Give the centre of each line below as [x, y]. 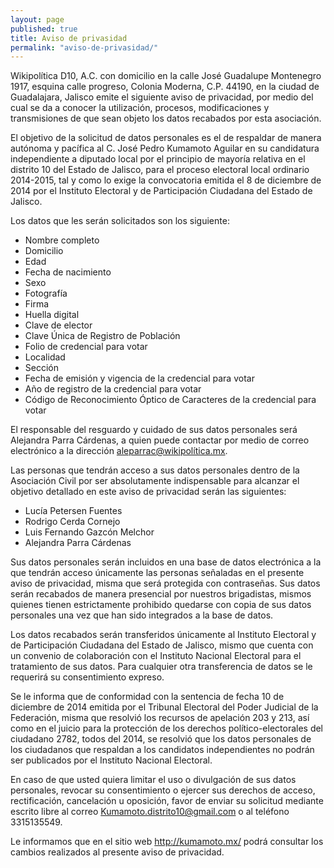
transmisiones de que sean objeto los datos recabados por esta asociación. [166, 118]
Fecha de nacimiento [68, 272]
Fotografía [46, 293]
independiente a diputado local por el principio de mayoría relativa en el [158, 159]
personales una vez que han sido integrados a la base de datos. [142, 615]
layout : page [37, 19]
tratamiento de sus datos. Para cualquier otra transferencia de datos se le [161, 667]
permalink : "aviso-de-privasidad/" [84, 47]
